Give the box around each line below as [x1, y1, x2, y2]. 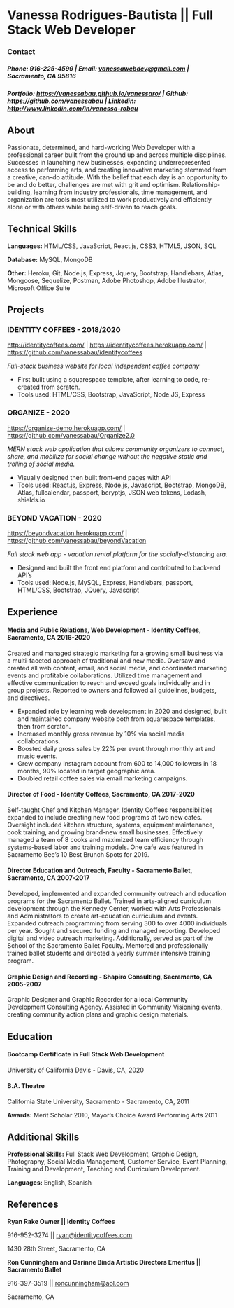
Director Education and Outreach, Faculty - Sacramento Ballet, [7, 866, 193, 875]
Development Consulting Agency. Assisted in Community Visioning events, [7, 1003, 223, 1012]
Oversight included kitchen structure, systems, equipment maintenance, [7, 820, 215, 829]
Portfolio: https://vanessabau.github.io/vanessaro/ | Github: [7, 90, 189, 98]
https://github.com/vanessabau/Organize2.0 [7, 431, 135, 439]
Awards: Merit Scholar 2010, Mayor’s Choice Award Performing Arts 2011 [7, 1110, 218, 1119]
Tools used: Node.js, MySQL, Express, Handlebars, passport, [17, 578, 193, 586]
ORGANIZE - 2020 [7, 408, 71, 418]
